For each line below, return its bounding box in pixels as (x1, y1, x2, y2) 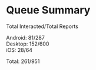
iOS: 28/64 (6, 46, 33, 53)
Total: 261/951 (6, 58, 40, 65)
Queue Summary (6, 3, 91, 17)
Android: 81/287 (6, 34, 45, 41)
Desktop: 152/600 (6, 40, 49, 47)
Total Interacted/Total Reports (6, 23, 78, 30)
